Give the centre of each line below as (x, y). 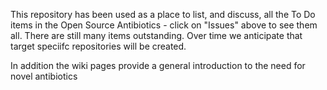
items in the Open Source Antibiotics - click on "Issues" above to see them (164, 25)
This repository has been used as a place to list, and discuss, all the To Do (163, 14)
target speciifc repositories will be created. (98, 46)
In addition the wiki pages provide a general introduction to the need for (158, 65)
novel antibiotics (44, 76)
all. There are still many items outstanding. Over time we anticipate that (156, 35)
